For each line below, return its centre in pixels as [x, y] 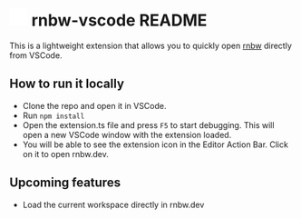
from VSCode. [36, 55]
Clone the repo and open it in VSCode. [94, 105]
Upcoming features [65, 183]
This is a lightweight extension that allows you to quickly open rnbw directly [151, 45]
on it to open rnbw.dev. [65, 154]
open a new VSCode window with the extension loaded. [127, 134]
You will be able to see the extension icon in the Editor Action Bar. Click [155, 144]
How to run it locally [67, 84]
